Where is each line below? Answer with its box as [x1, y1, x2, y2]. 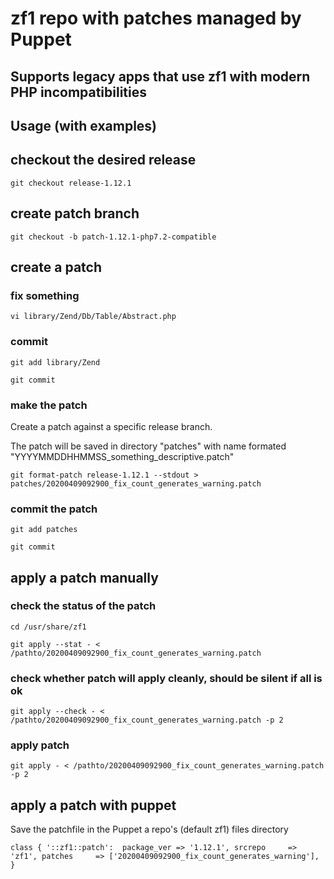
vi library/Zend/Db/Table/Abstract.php [10, 312, 177, 322]
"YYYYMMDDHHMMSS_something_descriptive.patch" [10, 450, 235, 462]
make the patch [10, 398, 88, 412]
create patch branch [10, 205, 140, 222]
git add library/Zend [10, 357, 101, 367]
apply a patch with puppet [10, 797, 177, 814]
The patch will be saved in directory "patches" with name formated [10, 440, 287, 452]
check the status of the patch [10, 599, 157, 613]
